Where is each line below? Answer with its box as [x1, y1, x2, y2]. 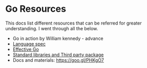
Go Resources [5, 3, 67, 15]
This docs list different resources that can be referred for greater [5, 20, 142, 26]
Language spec [12, 40, 46, 47]
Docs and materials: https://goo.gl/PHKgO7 [12, 57, 104, 63]
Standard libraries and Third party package [12, 52, 104, 58]
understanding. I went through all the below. [5, 25, 98, 31]
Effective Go [12, 46, 39, 52]
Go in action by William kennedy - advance [12, 35, 103, 41]
